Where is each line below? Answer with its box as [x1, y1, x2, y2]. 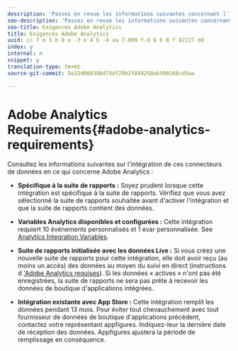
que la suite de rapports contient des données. [17, 204, 154, 213]
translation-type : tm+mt [7, 63, 81, 70]
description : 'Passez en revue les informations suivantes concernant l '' [7, 10, 233, 18]
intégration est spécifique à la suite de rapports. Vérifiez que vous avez [17, 189, 226, 197]
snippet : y [7, 57, 40, 64]
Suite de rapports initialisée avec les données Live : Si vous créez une [17, 246, 226, 255]
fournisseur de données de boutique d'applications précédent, [17, 313, 200, 321]
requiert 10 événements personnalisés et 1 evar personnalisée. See [17, 225, 213, 234]
